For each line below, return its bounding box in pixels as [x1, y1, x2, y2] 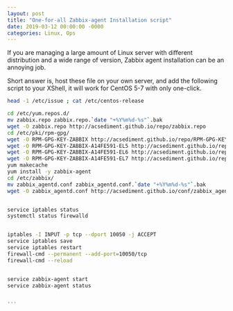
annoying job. [7, 63, 46, 72]
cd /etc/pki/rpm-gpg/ [7, 129, 70, 136]
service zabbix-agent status [7, 282, 92, 289]
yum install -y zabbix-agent [7, 168, 92, 175]
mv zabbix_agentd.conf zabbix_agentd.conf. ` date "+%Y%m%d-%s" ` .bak [7, 181, 207, 188]
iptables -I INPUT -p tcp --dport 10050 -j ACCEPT [7, 231, 157, 238]
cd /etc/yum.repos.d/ [7, 110, 70, 117]
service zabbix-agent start [7, 276, 89, 283]
